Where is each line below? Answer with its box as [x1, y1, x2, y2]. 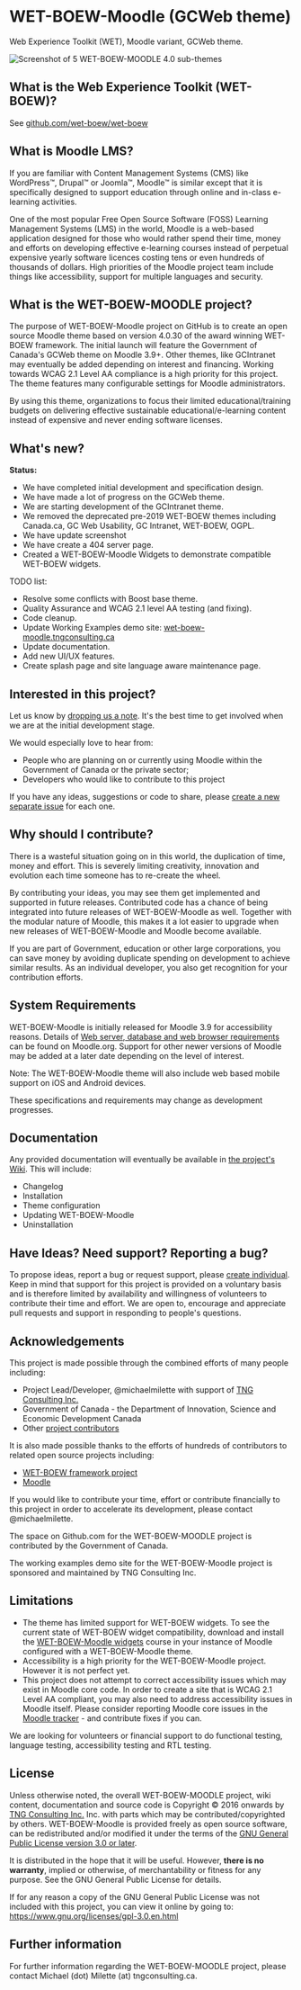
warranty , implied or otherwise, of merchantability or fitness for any [9, 1864, 261, 1875]
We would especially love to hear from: [9, 738, 154, 748]
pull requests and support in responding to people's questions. [9, 1307, 242, 1319]
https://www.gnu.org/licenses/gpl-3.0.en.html [9, 1910, 179, 1922]
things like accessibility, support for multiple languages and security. [9, 271, 263, 282]
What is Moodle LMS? [9, 144, 134, 159]
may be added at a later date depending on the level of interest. [9, 1050, 244, 1061]
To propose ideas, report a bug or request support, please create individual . [9, 1269, 290, 1280]
